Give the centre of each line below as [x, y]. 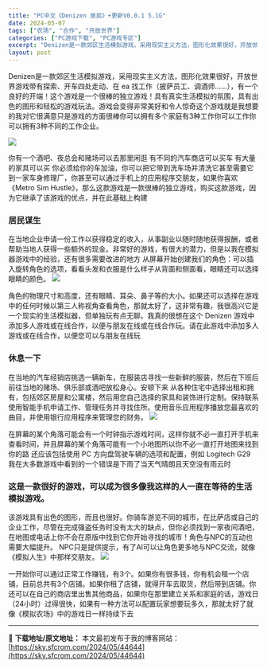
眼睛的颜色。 [29, 279]
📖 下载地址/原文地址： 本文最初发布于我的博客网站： [94, 638]
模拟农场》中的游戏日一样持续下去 [77, 613]
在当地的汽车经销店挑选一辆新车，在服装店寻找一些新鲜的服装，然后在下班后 [133, 377]
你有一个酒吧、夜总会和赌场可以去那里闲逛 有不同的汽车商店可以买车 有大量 [132, 158]
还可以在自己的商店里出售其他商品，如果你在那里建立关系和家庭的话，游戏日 [133, 593]
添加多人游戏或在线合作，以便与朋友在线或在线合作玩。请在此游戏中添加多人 [133, 326]
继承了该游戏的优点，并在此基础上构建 [85, 197]
